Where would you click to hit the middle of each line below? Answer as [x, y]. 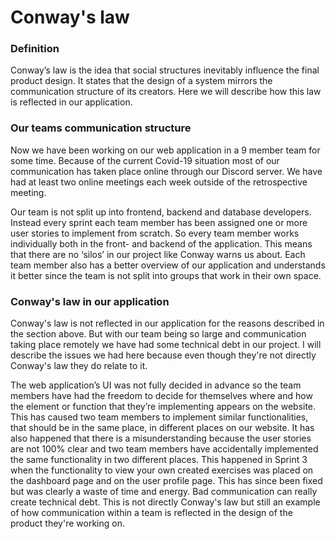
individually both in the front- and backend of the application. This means [161, 243]
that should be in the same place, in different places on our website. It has [162, 428]
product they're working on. [67, 523]
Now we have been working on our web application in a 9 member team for [165, 150]
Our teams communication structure [101, 128]
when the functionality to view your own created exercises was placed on [162, 470]
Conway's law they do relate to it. [79, 366]
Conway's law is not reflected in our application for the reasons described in [167, 323]
